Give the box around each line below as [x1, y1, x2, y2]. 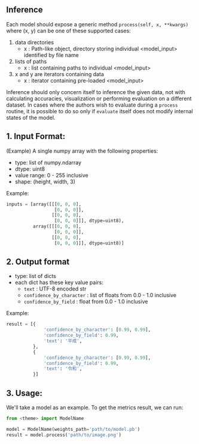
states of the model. [6, 114, 56, 121]
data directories [14, 38, 54, 46]
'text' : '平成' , [44, 338, 82, 344]
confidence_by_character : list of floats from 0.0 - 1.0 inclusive [23, 292, 177, 299]
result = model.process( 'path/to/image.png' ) [6, 431, 121, 438]
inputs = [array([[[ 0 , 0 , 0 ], [6, 201, 82, 207]
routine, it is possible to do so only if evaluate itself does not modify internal [6, 107, 193, 114]
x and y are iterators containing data [14, 70, 105, 77]
